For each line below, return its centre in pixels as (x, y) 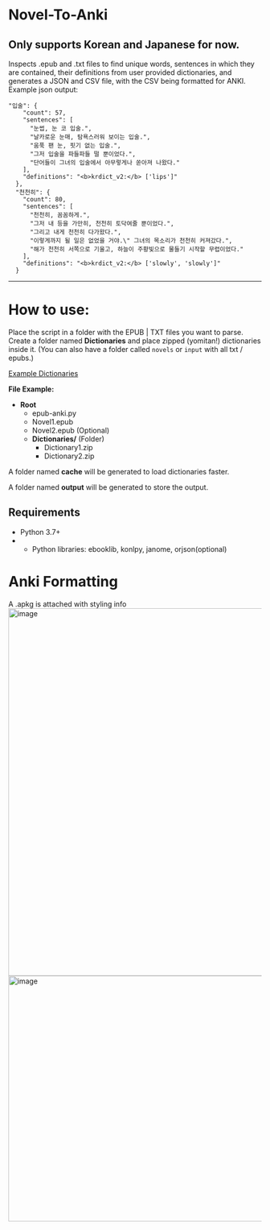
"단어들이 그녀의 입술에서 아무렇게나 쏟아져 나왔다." (104, 163)
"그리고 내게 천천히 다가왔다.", (76, 232)
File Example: (31, 389)
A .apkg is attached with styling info (67, 604)
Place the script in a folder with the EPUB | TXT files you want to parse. (126, 332)
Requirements (44, 513)
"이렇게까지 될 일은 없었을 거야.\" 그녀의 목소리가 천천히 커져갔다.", (131, 241)
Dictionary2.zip (69, 456)
